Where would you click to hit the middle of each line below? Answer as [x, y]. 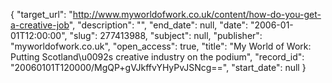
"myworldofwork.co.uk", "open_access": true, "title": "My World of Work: [161, 46]
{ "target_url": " [41, 14]
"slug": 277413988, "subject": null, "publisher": [166, 35]
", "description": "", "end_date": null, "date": [158, 25]
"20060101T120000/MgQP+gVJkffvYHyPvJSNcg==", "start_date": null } [158, 67]
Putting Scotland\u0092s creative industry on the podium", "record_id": [157, 57]
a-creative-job [40, 25]
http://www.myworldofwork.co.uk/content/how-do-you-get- [197, 14]
